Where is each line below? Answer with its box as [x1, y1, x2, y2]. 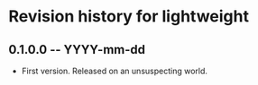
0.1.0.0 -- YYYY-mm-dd [8, 42, 146, 57]
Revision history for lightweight [8, 6, 250, 27]
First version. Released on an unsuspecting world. [21, 65, 208, 76]
